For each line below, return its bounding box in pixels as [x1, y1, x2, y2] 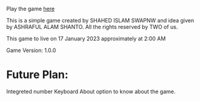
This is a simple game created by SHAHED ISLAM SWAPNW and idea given [6, 17, 195, 24]
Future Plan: [6, 68, 68, 82]
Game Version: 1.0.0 [6, 47, 56, 54]
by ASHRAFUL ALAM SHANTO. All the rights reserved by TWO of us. [6, 24, 178, 30]
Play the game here [6, 5, 55, 12]
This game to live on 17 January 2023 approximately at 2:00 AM [6, 35, 166, 42]
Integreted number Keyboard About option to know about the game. [6, 88, 176, 95]
